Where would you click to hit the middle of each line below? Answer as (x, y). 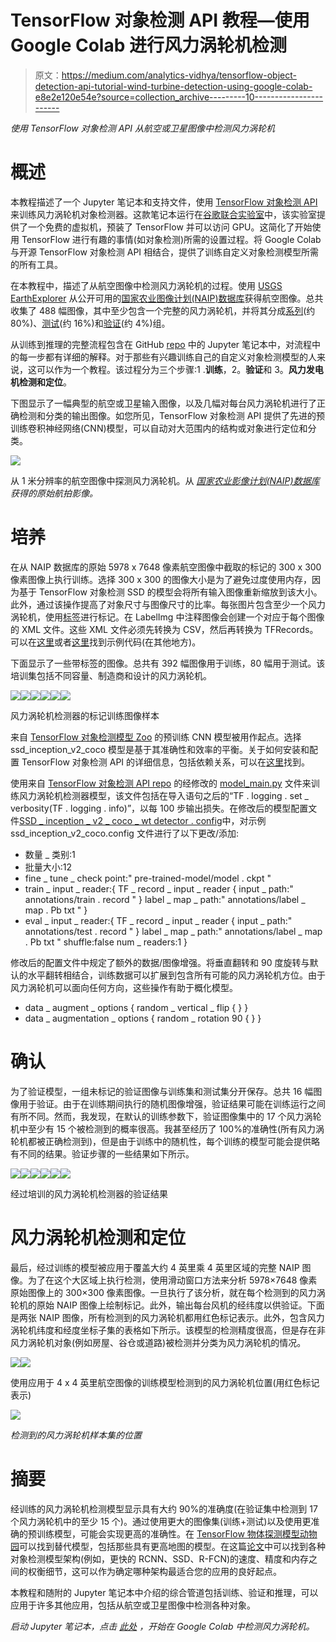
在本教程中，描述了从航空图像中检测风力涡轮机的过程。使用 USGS (146, 285)
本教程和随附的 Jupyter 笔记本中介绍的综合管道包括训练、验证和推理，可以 (164, 1592)
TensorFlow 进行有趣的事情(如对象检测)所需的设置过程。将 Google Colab (171, 239)
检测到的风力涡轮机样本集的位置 (76, 1435)
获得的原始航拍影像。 (54, 493)
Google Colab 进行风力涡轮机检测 (148, 45)
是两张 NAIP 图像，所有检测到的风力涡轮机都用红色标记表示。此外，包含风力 (167, 1317)
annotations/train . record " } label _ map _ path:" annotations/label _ (165, 899)
